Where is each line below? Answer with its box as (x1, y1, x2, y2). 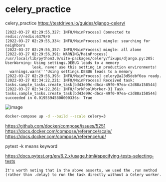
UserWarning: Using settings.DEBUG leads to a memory (5, 60, 120, 65)
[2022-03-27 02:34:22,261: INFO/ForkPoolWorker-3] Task (5, 86, 124, 91)
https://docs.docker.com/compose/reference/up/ (5, 133, 106, 139)
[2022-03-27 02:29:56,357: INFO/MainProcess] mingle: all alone (5, 47, 142, 52)
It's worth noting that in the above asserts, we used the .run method (5, 167, 157, 173)
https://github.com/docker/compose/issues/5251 (5, 122, 106, 128)
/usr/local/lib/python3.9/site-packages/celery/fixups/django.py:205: (5, 56, 155, 61)
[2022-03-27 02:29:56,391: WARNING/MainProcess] (5, 51, 108, 56)
